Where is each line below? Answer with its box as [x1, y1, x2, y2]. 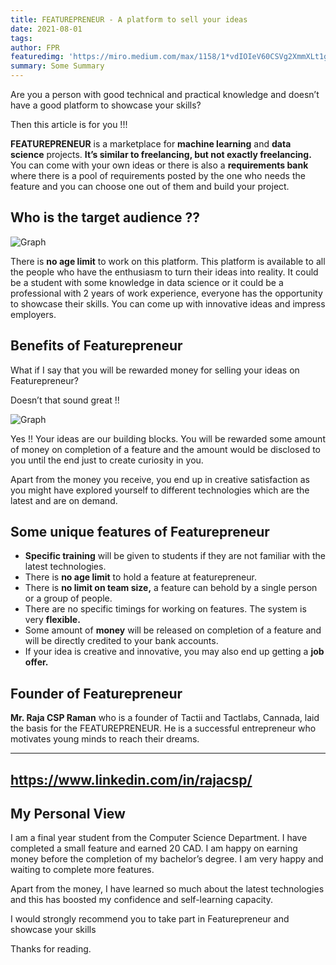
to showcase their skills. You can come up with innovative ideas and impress [10, 297, 326, 310]
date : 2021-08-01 [10, 24, 83, 34]
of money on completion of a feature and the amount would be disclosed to [10, 443, 322, 455]
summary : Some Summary [10, 61, 105, 71]
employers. [10, 308, 57, 320]
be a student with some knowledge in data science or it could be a [10, 276, 284, 288]
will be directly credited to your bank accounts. [24, 635, 219, 647]
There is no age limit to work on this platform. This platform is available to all [10, 255, 326, 267]
